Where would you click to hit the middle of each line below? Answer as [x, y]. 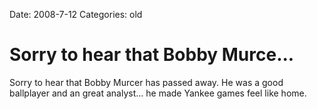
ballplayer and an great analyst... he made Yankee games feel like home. [158, 93]
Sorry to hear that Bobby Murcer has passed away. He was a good [146, 82]
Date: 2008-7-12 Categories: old [76, 14]
